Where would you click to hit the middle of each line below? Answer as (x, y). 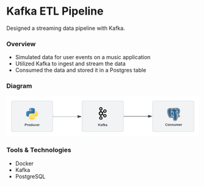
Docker (24, 163)
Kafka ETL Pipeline (55, 11)
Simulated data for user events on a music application (83, 57)
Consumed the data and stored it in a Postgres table (81, 70)
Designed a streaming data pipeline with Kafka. (66, 28)
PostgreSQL (30, 176)
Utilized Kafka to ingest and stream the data (71, 64)
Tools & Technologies (39, 150)
